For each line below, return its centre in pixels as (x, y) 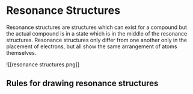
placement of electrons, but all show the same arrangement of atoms (92, 46)
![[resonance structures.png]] (43, 64)
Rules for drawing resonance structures (82, 83)
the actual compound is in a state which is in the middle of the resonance (97, 33)
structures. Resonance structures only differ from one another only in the (97, 40)
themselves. (21, 52)
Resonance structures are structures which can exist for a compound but (97, 27)
